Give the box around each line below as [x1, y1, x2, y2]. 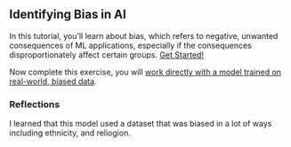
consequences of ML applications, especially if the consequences [9, 40, 252, 50]
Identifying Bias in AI [9, 7, 126, 22]
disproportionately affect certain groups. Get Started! [9, 49, 205, 60]
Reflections [9, 97, 61, 110]
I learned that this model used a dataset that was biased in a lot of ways [9, 119, 272, 129]
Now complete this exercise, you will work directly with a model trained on [9, 66, 282, 77]
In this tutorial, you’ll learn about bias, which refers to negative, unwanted [9, 30, 279, 41]
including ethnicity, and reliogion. [9, 128, 131, 138]
